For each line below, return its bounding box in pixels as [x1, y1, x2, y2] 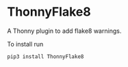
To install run [7, 40, 44, 48]
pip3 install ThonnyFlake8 [7, 53, 84, 60]
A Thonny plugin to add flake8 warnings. [7, 27, 122, 35]
